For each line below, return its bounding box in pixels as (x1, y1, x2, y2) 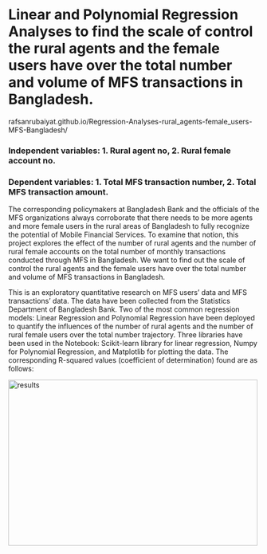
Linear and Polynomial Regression (8, 6, 239, 24)
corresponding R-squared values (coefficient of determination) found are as (8, 356, 257, 365)
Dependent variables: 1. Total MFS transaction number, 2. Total (8, 176, 257, 187)
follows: (8, 364, 34, 374)
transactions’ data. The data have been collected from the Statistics (8, 297, 231, 306)
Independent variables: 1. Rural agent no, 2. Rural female (8, 145, 231, 156)
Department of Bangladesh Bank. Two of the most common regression (8, 305, 241, 314)
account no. (8, 155, 56, 166)
